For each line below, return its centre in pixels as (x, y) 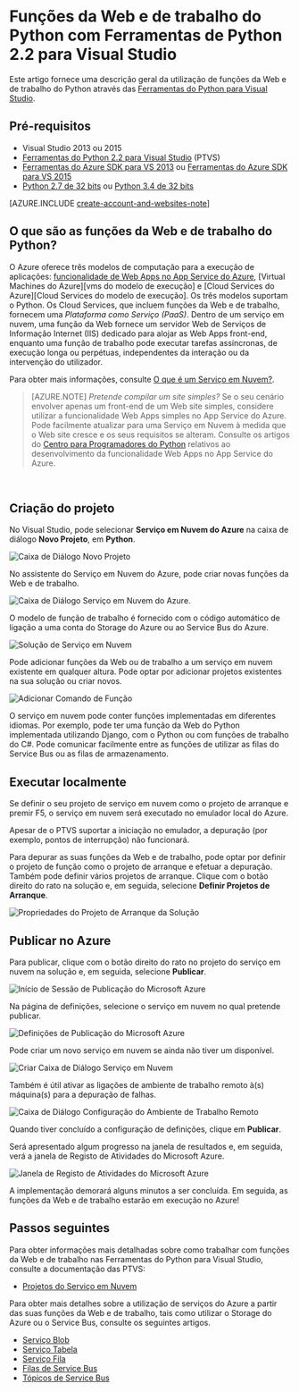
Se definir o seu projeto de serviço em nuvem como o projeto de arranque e (149, 804)
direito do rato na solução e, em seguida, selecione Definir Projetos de (140, 886)
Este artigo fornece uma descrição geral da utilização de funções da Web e (148, 79)
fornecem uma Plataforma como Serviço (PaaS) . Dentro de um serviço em (147, 314)
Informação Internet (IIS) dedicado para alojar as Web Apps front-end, (138, 333)
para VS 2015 (47, 176)
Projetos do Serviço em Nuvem (79, 1286)
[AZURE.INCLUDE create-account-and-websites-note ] (110, 203)
